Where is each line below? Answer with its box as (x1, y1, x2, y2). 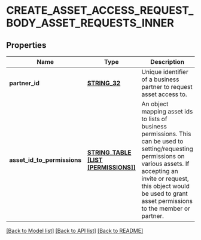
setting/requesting (141, 144, 193, 153)
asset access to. (141, 90, 187, 99)
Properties (6, 40, 47, 50)
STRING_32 (87, 79, 121, 87)
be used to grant (141, 189, 188, 198)
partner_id (9, 79, 40, 87)
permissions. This (141, 130, 191, 138)
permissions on (141, 152, 185, 160)
